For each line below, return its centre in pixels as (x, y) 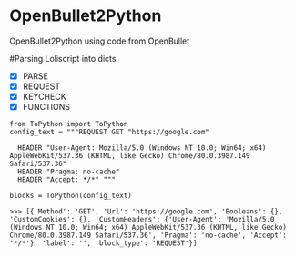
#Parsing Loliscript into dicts (63, 58)
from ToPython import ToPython (69, 124)
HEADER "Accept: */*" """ (67, 180)
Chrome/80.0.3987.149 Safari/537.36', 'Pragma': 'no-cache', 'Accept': (148, 236)
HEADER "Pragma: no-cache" (69, 172)
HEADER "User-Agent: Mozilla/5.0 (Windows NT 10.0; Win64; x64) (142, 148)
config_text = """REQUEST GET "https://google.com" (109, 133)
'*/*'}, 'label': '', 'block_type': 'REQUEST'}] (103, 243)
